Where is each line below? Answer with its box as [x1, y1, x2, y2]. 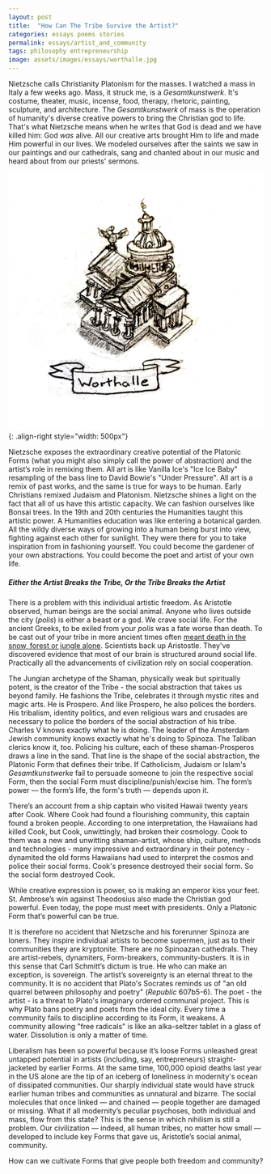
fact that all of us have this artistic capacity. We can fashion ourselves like [8, 498, 255, 508]
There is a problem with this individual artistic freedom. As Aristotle [8, 597, 232, 607]
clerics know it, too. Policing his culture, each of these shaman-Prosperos [8, 742, 255, 752]
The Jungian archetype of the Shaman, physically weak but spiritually [8, 673, 241, 683]
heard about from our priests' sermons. [8, 156, 140, 166]
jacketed [8, 1062, 37, 1072]
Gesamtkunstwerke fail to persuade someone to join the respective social [8, 768, 253, 778]
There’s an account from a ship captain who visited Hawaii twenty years [8, 801, 248, 811]
